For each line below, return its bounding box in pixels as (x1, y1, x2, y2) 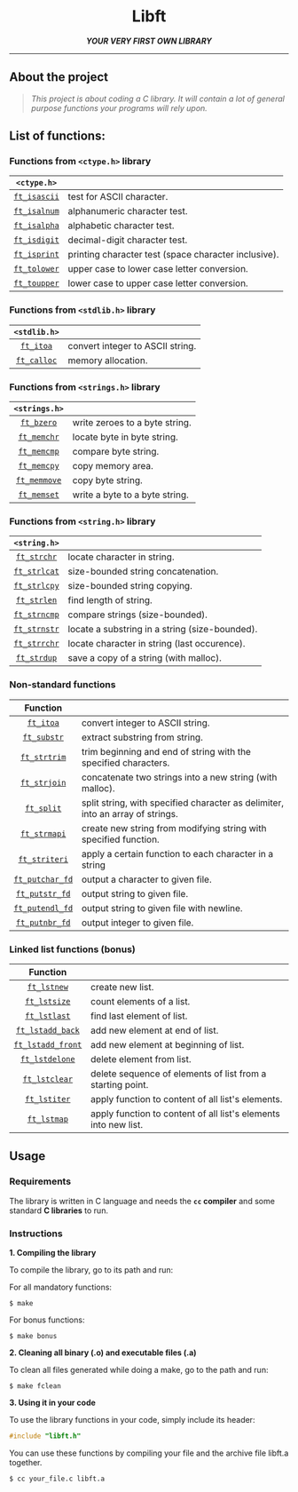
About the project (9, 69, 109, 85)
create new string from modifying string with (81, 821, 267, 834)
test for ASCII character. (67, 191, 169, 203)
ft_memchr (18, 433, 59, 442)
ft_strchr (16, 552, 58, 562)
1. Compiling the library (9, 1247, 97, 1258)
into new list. (90, 1118, 144, 1131)
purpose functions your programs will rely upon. (30, 102, 208, 113)
